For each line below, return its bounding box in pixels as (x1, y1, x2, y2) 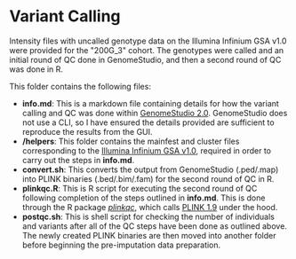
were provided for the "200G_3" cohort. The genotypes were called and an (9, 44, 284, 55)
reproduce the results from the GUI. (21, 126, 153, 137)
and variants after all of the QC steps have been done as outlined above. (21, 220, 287, 232)
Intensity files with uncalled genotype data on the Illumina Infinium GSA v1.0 (9, 35, 287, 46)
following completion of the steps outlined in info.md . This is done (21, 192, 266, 203)
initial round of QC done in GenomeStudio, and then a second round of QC (9, 54, 282, 65)
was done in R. (9, 64, 64, 75)
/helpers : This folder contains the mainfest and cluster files (21, 136, 240, 146)
